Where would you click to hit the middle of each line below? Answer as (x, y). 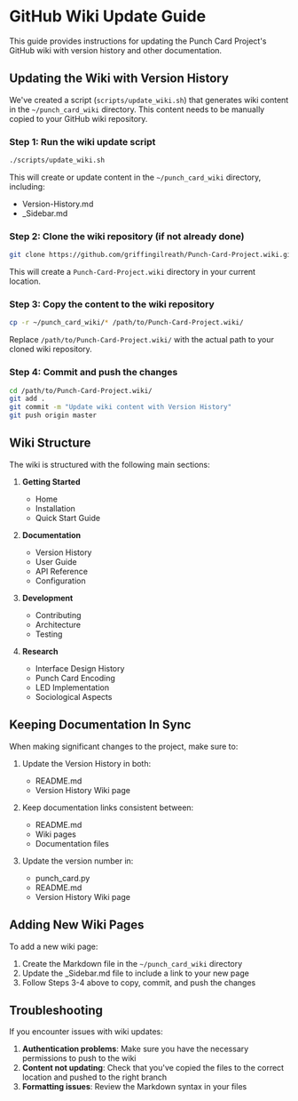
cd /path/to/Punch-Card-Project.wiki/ (81, 390)
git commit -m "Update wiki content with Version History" (121, 407)
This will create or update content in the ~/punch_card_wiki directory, (135, 177)
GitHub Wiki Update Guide (108, 16)
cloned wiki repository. (51, 350)
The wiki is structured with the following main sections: (110, 464)
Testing (49, 634)
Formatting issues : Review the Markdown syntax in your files (134, 1087)
